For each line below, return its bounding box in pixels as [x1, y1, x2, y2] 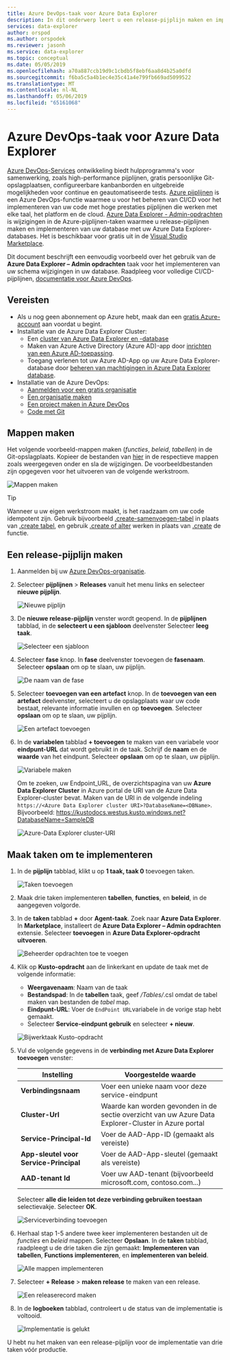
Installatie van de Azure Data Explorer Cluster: [16, 327, 147, 335]
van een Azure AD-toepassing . [27, 349, 114, 357]
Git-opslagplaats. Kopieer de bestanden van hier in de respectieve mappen [7, 452, 219, 461]
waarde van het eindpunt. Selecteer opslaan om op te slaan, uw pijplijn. [16, 752, 220, 761]
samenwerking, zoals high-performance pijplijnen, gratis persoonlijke [7, 173, 203, 182]
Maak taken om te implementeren [7, 849, 153, 860]
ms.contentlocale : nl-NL [7, 87, 78, 93]
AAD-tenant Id [20, 1173, 71, 1183]
